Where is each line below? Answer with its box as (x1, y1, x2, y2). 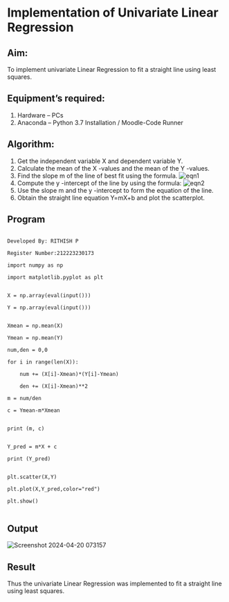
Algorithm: (7, 138, 55, 150)
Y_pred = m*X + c (7, 444, 57, 451)
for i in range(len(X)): (7, 359, 79, 366)
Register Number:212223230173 (7, 250, 95, 257)
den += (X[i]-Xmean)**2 (19, 383, 89, 390)
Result (7, 561, 36, 573)
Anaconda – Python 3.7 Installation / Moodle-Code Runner (17, 118, 183, 126)
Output (7, 523, 38, 534)
